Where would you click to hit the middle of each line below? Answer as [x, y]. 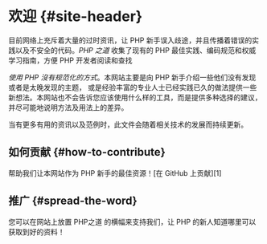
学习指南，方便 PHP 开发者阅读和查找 [70, 60]
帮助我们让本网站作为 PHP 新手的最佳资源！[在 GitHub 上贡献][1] [115, 173]
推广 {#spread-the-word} [73, 201]
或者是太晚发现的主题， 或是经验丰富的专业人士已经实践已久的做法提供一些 [133, 87]
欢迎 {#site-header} [76, 16]
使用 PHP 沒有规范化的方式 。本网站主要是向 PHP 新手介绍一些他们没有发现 [132, 77]
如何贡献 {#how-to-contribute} [87, 152]
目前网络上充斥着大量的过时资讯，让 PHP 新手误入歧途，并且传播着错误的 [130, 40]
